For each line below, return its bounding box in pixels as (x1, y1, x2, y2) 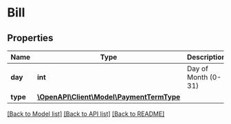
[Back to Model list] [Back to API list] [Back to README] (7, 110, 165, 118)
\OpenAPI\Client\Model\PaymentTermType (36, 92, 181, 101)
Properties (7, 32, 54, 44)
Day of (186, 64, 208, 73)
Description (186, 53, 226, 62)
